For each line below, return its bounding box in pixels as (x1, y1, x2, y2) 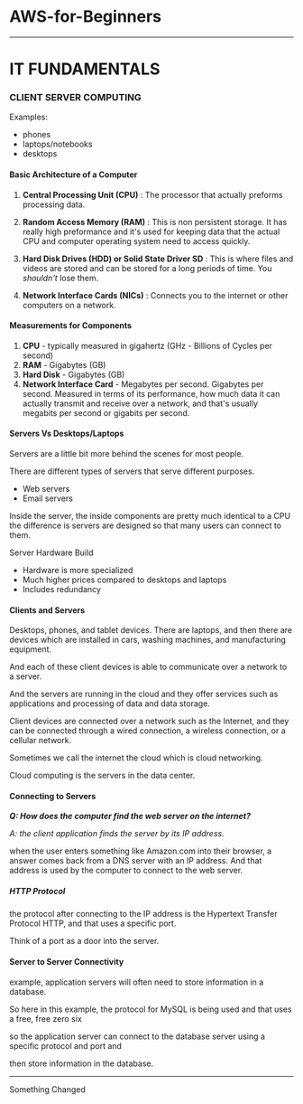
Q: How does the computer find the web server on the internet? (9, 811, 251, 822)
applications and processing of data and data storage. (9, 698, 210, 709)
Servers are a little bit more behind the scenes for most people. (9, 448, 244, 459)
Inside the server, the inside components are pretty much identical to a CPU (9, 511, 291, 522)
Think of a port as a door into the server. (9, 936, 160, 947)
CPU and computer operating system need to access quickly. (22, 235, 251, 246)
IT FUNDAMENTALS (9, 59, 161, 80)
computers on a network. (22, 299, 116, 310)
